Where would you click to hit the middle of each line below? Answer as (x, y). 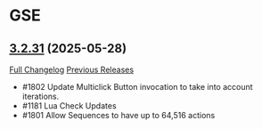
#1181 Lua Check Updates (70, 106)
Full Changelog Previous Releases (72, 69)
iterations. (41, 96)
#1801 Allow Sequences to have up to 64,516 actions (119, 115)
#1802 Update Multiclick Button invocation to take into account (137, 87)
